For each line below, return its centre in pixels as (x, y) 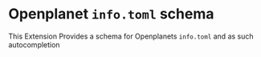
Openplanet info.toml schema (111, 14)
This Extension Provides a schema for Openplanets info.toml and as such (131, 36)
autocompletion (34, 44)
